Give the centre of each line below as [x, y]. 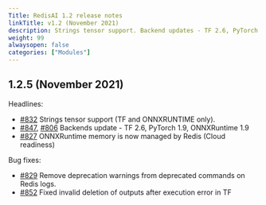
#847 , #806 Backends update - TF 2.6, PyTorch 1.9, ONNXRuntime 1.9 [134, 127]
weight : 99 [26, 38]
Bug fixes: [25, 160]
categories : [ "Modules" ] [49, 52]
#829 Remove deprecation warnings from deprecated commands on [132, 175]
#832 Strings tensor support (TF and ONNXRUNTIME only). [117, 119]
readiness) [37, 145]
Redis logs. [38, 184]
